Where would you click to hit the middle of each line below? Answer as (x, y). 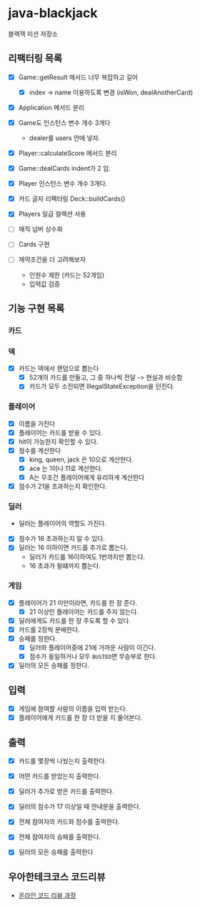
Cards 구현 (34, 244)
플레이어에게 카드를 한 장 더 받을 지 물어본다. (80, 718)
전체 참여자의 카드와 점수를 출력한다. (69, 822)
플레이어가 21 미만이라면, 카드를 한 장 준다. (78, 602)
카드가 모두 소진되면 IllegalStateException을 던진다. (102, 387)
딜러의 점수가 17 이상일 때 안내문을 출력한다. (80, 807)
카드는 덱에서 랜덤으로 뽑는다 (59, 369)
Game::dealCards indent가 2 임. (65, 169)
